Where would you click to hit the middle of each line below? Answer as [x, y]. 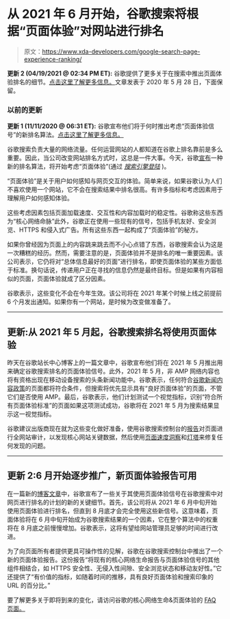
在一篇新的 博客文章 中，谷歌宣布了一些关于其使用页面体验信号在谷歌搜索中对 [115, 494]
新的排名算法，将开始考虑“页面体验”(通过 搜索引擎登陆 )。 [89, 167]
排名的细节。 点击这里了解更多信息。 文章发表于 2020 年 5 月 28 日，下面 [115, 82]
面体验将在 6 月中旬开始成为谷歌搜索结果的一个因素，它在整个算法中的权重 [113, 519]
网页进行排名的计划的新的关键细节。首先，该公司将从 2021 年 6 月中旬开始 [112, 502]
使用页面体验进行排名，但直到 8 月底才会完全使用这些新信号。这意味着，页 [113, 511]
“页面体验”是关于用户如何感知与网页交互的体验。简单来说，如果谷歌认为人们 [115, 181]
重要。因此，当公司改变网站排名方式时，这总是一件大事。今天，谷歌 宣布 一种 [115, 158]
